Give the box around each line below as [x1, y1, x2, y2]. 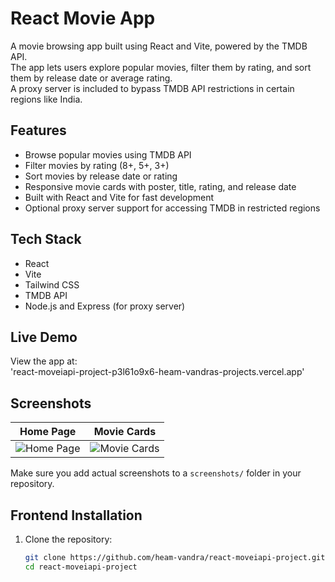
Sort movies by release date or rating [24, 170, 178, 182]
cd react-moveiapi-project [24, 562, 138, 572]
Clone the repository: [24, 533, 113, 545]
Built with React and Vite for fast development [24, 191, 215, 203]
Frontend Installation [10, 507, 143, 524]
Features [10, 122, 67, 139]
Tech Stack [10, 231, 82, 248]
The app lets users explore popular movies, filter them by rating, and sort [10, 61, 312, 73]
